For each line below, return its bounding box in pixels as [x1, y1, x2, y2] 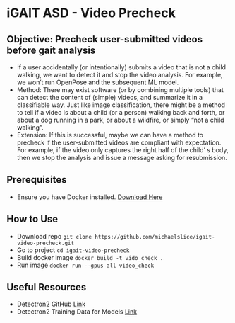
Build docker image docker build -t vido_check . [16, 253, 164, 261]
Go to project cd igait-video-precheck [16, 246, 130, 254]
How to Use [6, 213, 59, 225]
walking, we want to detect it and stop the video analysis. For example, [16, 71, 223, 79]
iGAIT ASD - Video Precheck [6, 5, 176, 21]
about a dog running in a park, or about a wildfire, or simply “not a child [16, 115, 224, 124]
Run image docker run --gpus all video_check [16, 261, 155, 269]
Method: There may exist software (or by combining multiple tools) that [16, 86, 224, 93]
